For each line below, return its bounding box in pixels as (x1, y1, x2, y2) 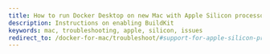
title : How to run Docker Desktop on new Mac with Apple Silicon (8, 11, 231, 20)
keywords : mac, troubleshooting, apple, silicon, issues (8, 26, 203, 34)
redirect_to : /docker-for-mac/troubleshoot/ (8, 33, 160, 42)
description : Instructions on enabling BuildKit (8, 19, 174, 27)
